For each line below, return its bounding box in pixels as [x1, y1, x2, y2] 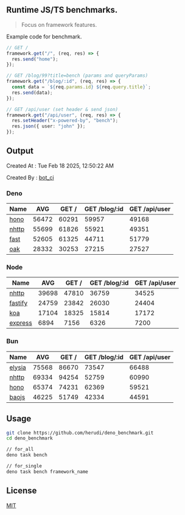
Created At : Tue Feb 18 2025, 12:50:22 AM [6, 162, 114, 169]
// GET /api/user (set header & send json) [6, 106, 119, 112]
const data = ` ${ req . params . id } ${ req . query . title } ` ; [12, 84, 151, 90]
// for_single [6, 463, 43, 469]
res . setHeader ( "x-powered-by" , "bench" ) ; [12, 118, 119, 124]
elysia [9, 363, 26, 371]
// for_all [6, 446, 34, 453]
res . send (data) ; [12, 90, 53, 96]
